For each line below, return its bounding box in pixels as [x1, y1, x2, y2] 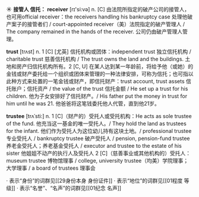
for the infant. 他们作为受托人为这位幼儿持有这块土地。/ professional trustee [6, 128, 192, 134]
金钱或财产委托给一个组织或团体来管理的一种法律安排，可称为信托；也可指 [6, 71, 188, 77]
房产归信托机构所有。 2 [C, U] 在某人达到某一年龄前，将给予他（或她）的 [16, 63, 194, 70]
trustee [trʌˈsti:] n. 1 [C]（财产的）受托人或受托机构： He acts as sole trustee [6, 113, 192, 119]
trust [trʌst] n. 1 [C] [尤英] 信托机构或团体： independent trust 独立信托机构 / [6, 48, 192, 55]
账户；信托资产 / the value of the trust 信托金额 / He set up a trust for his [11, 85, 188, 92]
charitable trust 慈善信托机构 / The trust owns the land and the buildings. [6, 56, 184, 62]
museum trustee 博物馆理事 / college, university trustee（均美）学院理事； [6, 157, 189, 164]
